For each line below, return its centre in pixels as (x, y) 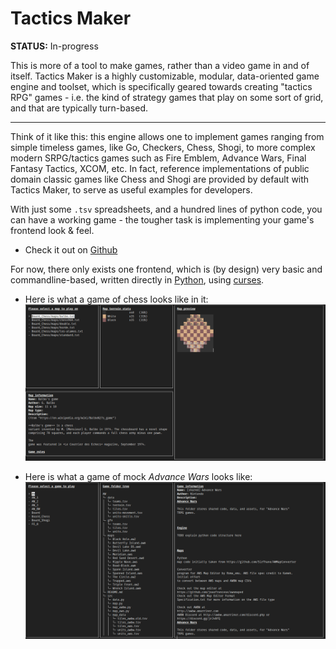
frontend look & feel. (52, 230)
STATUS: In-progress (54, 46)
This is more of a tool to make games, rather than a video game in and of (160, 65)
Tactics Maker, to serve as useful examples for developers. (131, 189)
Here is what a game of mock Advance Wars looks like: (138, 477)
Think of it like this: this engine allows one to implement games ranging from (167, 136)
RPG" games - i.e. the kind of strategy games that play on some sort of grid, (167, 97)
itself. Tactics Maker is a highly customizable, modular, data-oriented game (165, 76)
